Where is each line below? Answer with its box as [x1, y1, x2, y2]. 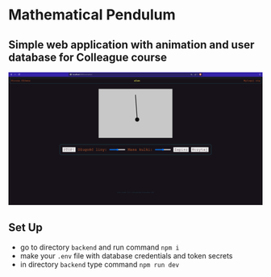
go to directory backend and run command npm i [19, 242, 180, 252]
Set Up [8, 220, 43, 235]
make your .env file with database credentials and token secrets [19, 250, 233, 260]
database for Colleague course [8, 50, 168, 64]
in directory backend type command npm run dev [19, 259, 180, 269]
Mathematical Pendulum [8, 6, 176, 24]
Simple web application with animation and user [8, 38, 255, 52]
